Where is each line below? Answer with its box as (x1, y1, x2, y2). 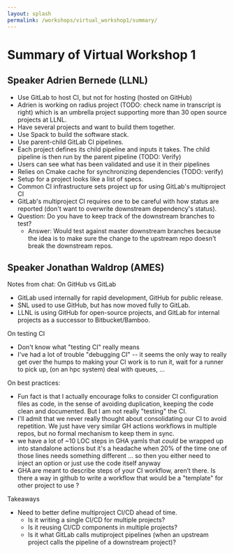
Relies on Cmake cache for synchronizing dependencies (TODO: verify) (17, 167, 224, 175)
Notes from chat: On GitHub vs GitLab (7, 280, 117, 288)
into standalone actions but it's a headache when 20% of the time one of (17, 444, 228, 452)
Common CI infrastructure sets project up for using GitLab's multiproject (17, 182, 226, 191)
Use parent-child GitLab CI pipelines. (17, 138, 124, 146)
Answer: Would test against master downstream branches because (27, 226, 221, 235)
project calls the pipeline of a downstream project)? (27, 538, 177, 547)
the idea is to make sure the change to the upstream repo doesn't (27, 234, 217, 242)
